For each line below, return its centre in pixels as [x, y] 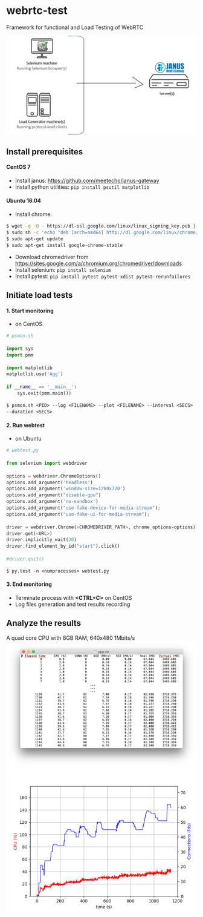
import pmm [20, 355]
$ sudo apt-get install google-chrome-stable [64, 245]
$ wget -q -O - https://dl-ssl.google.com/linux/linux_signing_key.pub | [101, 226]
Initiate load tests [40, 295]
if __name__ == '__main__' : [42, 387]
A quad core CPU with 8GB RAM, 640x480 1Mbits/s [71, 638]
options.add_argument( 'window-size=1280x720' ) [66, 489]
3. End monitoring [29, 584]
